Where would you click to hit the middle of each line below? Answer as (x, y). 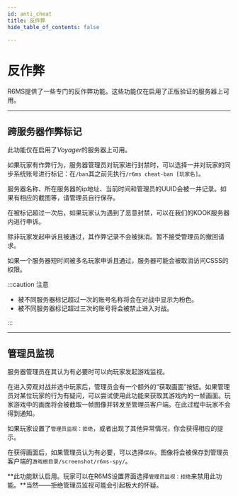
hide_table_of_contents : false (53, 27)
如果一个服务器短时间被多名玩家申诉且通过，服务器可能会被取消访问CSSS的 (118, 261)
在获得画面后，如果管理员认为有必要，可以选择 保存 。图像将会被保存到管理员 (118, 452)
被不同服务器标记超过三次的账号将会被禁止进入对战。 (95, 308)
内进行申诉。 (26, 222)
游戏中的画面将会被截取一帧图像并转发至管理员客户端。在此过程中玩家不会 (122, 404)
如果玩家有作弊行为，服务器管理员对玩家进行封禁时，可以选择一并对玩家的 (116, 165)
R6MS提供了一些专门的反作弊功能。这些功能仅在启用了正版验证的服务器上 (115, 91)
